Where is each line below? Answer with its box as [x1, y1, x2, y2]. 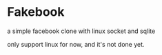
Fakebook [7, 4, 65, 20]
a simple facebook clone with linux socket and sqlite [7, 27, 156, 35]
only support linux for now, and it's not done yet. [7, 40, 145, 48]
